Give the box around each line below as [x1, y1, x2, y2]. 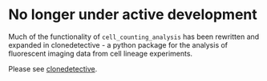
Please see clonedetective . [8, 64, 98, 73]
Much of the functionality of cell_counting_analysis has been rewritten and [8, 32, 260, 41]
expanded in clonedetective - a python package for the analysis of [8, 40, 229, 49]
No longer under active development [8, 6, 258, 24]
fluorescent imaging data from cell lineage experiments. [8, 48, 193, 58]
